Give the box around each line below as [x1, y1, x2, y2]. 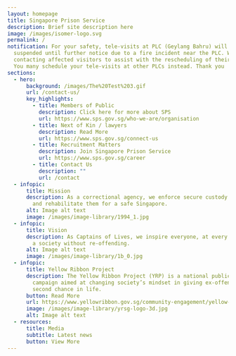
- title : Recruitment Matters [32, 142, 121, 149]
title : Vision [25, 226, 68, 233]
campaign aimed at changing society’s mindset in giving [32, 279, 202, 286]
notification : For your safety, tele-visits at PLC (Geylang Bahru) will [7, 43, 228, 50]
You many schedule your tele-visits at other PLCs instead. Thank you [13, 63, 225, 70]
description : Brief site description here [7, 23, 133, 30]
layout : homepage [7, 10, 58, 18]
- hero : [13, 75, 37, 83]
